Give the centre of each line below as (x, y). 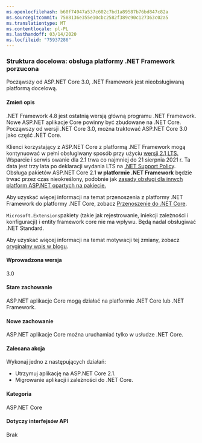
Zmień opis (21, 102)
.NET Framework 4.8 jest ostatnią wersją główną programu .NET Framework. (101, 116)
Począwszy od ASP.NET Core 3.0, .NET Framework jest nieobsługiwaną (95, 82)
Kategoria (19, 393)
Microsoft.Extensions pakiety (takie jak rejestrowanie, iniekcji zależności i (97, 215)
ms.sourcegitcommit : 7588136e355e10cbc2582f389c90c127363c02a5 (87, 18)
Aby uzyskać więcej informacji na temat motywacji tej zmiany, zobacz (93, 240)
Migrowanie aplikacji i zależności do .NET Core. (74, 380)
